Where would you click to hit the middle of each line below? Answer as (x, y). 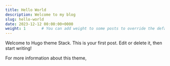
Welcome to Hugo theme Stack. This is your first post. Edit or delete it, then (84, 43)
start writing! (18, 48)
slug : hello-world (25, 19)
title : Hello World (26, 10)
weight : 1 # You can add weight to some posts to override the (80, 29)
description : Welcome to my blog (40, 15)
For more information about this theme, (46, 58)
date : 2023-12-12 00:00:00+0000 (39, 24)
